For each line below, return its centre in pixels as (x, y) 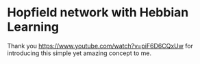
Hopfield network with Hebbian (98, 13)
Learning (33, 27)
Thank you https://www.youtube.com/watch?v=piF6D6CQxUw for (100, 46)
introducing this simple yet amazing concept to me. (79, 53)
